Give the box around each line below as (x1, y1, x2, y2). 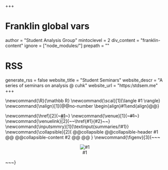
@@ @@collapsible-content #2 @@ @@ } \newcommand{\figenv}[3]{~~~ (5, 134, 160, 140)
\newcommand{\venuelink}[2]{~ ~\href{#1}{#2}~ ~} (5, 118, 110, 124)
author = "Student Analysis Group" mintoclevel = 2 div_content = (5, 37, 140, 43)
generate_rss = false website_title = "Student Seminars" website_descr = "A (5, 77, 163, 83)
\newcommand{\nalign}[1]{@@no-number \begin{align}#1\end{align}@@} (5, 103, 160, 109)
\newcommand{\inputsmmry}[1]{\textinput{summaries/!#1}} (5, 123, 129, 130)
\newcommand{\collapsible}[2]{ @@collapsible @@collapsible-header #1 (5, 129, 158, 135)
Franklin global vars (5, 21, 90, 32)
